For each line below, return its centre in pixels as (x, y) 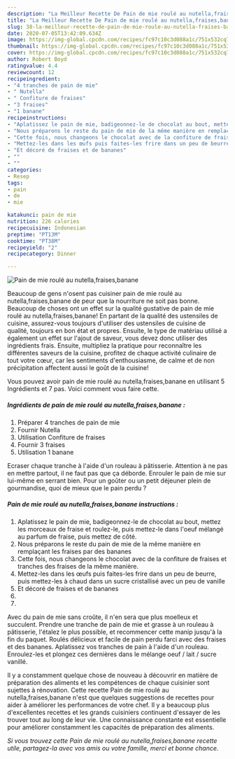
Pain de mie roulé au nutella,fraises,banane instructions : (93, 504)
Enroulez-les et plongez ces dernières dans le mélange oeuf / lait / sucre (112, 654)
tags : (15, 183)
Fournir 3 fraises (41, 445)
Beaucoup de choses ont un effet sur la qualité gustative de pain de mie (111, 308)
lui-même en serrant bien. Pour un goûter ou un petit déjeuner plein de (109, 481)
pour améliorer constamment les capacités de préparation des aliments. (111, 728)
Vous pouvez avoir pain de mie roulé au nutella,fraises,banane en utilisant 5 (116, 381)
